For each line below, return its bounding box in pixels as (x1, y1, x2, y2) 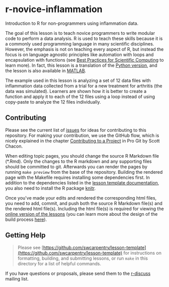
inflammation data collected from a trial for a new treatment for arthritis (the (5, 82, 162, 89)
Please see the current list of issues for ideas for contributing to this (5, 127, 146, 133)
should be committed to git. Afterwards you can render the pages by (5, 163, 148, 170)
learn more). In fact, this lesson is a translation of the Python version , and (5, 62, 157, 68)
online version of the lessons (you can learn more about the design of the (5, 211, 158, 217)
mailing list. (5, 275, 29, 281)
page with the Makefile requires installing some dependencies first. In (5, 174, 150, 180)
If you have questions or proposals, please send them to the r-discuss (5, 270, 151, 276)
